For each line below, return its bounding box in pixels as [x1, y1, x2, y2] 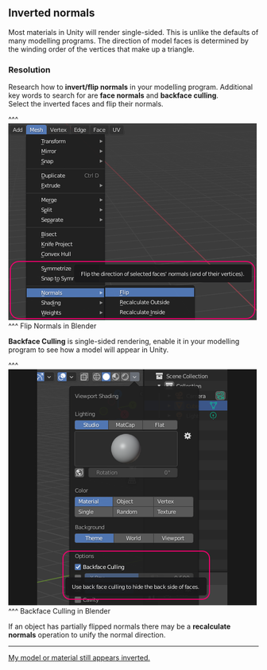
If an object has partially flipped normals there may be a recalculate [8, 622, 231, 631]
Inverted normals [8, 6, 95, 20]
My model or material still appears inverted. [8, 653, 151, 663]
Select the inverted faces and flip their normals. [8, 99, 164, 109]
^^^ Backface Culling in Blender [8, 606, 111, 616]
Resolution [8, 64, 51, 75]
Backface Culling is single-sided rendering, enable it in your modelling [8, 337, 240, 347]
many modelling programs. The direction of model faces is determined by [8, 36, 249, 45]
